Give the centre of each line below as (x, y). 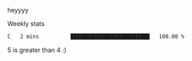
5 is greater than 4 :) (37, 50)
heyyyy (18, 10)
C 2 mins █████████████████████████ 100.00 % (96, 36)
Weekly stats (26, 23)
